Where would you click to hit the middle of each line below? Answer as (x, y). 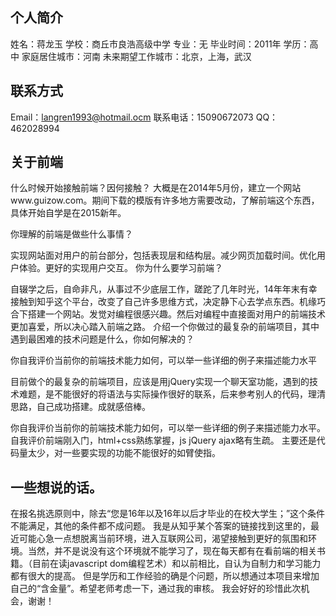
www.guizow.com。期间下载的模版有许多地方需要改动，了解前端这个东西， (165, 200)
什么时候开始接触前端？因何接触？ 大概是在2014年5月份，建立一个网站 (156, 188)
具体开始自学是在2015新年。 (68, 213)
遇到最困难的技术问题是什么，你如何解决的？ (102, 339)
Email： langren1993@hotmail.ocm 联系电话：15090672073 (132, 117)
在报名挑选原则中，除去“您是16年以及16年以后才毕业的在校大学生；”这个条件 (168, 514)
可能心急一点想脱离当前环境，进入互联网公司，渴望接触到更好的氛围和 (163, 539)
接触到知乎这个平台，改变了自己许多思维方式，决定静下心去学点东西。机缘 (163, 302)
